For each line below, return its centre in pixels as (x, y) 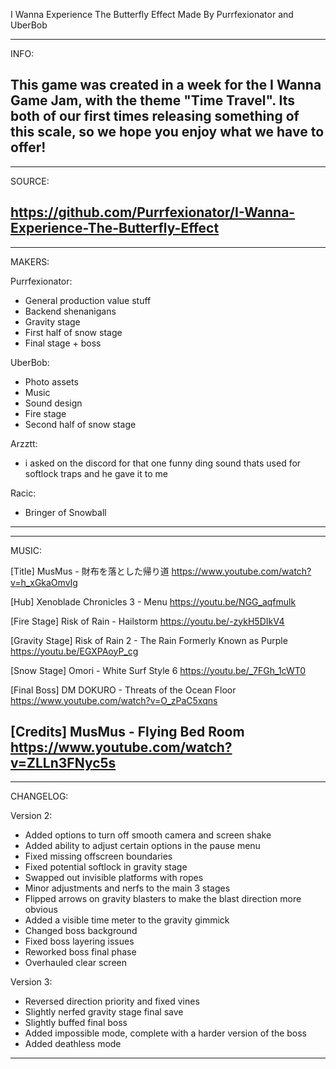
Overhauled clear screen (76, 963)
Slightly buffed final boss (76, 1023)
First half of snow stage (73, 332)
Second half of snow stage (80, 424)
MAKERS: (30, 261)
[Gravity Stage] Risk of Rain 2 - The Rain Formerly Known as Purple (149, 640)
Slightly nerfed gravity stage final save (104, 1012)
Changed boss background (81, 931)
